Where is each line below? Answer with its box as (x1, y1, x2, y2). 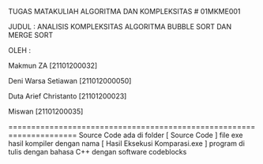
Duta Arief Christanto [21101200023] (8, 91, 127, 101)
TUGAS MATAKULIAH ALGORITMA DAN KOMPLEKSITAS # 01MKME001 (8, 7, 241, 16)
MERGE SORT (8, 31, 54, 39)
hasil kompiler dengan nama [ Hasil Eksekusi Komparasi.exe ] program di (8, 139, 245, 148)
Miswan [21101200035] (8, 106, 84, 116)
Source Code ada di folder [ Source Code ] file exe (78, 130, 243, 140)
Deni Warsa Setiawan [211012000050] (8, 76, 132, 85)
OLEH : (8, 46, 32, 54)
